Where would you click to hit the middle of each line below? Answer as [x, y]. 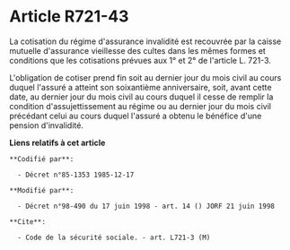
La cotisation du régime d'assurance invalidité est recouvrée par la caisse [145, 41]
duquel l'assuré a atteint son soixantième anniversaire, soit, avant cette [141, 87]
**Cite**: [28, 221]
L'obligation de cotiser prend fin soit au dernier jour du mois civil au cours [145, 77]
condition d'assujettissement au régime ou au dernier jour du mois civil [141, 106]
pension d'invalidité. [46, 125]
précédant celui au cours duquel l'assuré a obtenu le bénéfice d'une [136, 116]
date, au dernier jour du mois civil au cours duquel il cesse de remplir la [141, 97]
